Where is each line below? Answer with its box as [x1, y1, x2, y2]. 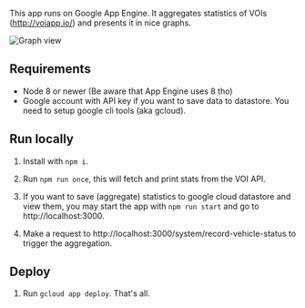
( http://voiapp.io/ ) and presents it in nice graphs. [9, 17, 191, 28]
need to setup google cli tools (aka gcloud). [22, 105, 187, 116]
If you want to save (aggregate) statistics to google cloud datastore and [22, 190, 291, 201]
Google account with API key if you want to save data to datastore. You [22, 95, 290, 106]
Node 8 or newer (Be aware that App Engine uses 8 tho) [22, 86, 234, 97]
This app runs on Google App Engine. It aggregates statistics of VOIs [9, 8, 268, 18]
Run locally [9, 131, 75, 147]
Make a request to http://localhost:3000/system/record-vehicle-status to [22, 228, 297, 239]
